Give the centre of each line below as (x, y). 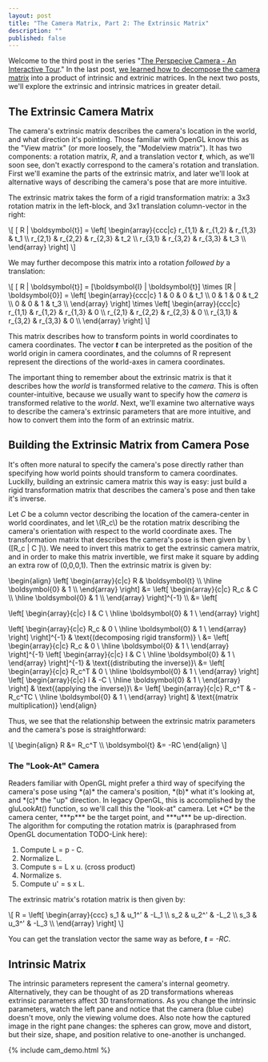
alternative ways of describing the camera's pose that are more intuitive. (128, 182)
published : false (37, 38)
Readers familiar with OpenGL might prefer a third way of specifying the (127, 783)
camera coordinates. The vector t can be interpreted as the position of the (131, 345)
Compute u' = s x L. (52, 884)
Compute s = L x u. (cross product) (78, 867)
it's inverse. (27, 499)
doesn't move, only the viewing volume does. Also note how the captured (129, 1017)
